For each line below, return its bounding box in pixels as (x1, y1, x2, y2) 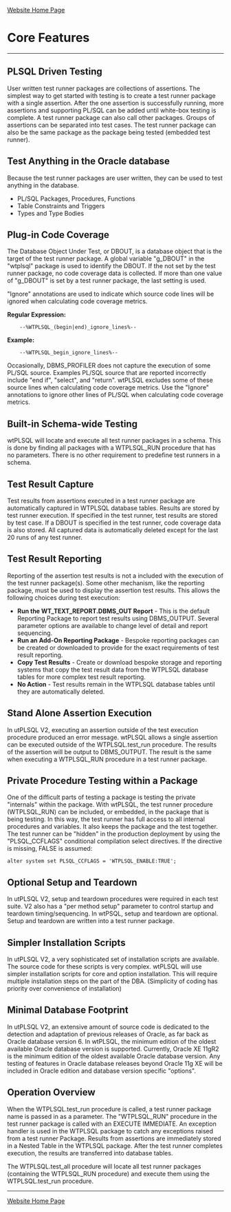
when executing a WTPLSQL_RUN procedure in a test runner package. (7, 755, 208, 763)
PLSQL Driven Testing (7, 65, 103, 78)
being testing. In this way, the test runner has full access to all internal (7, 815, 205, 823)
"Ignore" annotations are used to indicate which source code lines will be (7, 290, 214, 299)
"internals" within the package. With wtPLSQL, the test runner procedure (7, 800, 213, 809)
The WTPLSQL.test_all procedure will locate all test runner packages (7, 1162, 201, 1171)
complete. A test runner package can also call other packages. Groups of (7, 113, 215, 121)
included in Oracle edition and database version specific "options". (7, 1067, 196, 1075)
